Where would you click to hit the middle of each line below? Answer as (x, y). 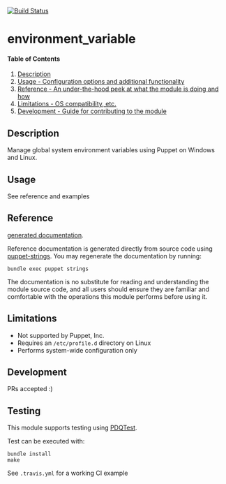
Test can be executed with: (46, 441)
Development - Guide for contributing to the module (92, 111)
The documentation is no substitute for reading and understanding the (108, 281)
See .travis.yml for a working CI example (68, 473)
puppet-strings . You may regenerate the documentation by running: (105, 256)
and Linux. (22, 158)
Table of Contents (34, 59)
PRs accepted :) (30, 389)
